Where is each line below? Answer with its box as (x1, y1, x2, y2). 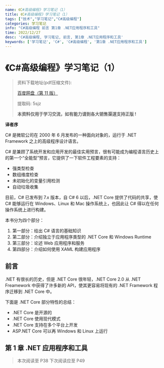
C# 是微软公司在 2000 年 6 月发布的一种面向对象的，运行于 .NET (5, 132, 137, 138)
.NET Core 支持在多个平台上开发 (12, 322, 78, 327)
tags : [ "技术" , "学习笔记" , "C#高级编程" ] (5, 16, 82, 21)
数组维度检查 (12, 171, 38, 177)
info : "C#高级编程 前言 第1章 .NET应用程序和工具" (5, 26, 100, 31)
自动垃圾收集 (12, 184, 38, 190)
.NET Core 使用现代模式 (12, 316, 61, 322)
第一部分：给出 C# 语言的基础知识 (12, 228, 81, 234)
